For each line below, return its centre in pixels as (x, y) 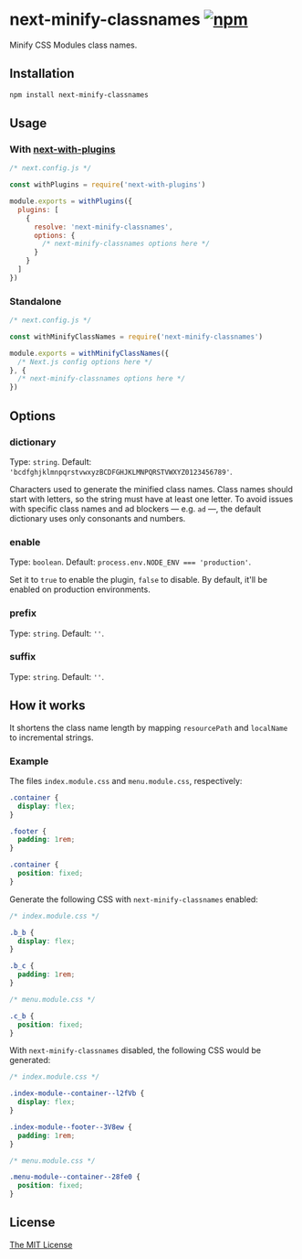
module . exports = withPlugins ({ (71, 201)
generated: (30, 1060)
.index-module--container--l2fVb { (77, 1093)
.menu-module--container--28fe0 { (75, 1177)
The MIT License (41, 1244)
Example (29, 761)
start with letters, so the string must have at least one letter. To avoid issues (151, 499)
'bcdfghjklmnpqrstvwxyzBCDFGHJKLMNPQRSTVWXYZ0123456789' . (121, 471)
